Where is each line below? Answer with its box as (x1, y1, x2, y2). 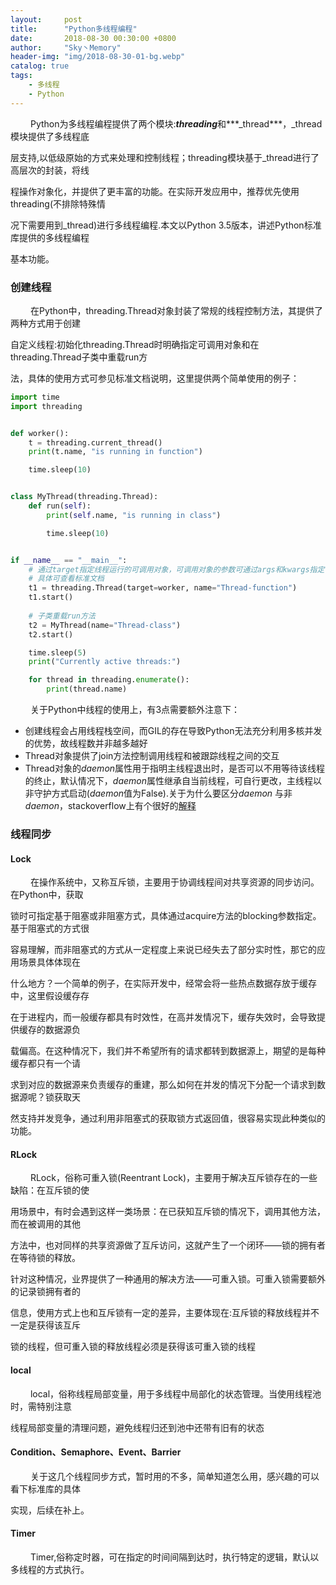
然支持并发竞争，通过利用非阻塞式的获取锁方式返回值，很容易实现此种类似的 (10, 1112, 326, 1125)
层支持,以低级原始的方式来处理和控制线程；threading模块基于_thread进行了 (10, 151, 320, 163)
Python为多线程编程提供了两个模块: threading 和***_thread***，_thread (29, 117, 323, 130)
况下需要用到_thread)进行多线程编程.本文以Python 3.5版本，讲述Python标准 (10, 219, 322, 231)
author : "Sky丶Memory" (10, 42, 122, 53)
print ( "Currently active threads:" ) (28, 657, 182, 667)
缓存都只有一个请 (10, 1057, 81, 1070)
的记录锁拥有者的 (10, 1286, 81, 1298)
